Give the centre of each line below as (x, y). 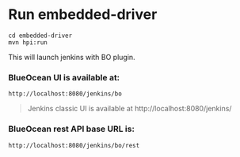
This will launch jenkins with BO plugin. (72, 57)
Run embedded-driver (83, 15)
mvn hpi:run (28, 42)
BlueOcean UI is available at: (64, 77)
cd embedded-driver (40, 36)
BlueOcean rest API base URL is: (71, 129)
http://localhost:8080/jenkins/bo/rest (74, 145)
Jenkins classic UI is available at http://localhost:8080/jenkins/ (130, 109)
